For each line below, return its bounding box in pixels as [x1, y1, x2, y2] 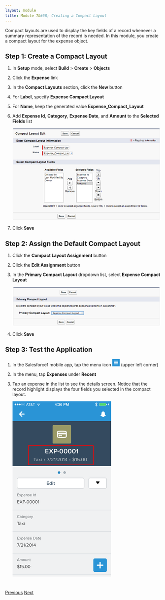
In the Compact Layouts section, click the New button [12, 84, 123, 90]
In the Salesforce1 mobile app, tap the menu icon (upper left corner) [12, 361, 159, 367]
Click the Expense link [12, 75, 58, 81]
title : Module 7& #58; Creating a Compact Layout [5, 13, 107, 18]
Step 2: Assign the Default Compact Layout [5, 240, 140, 248]
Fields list [12, 119, 33, 124]
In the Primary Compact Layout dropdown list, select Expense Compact [12, 272, 161, 278]
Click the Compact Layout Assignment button [12, 252, 107, 258]
